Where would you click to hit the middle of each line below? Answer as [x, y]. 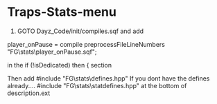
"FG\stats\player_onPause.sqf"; [52, 52]
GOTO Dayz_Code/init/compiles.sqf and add [80, 31]
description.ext [29, 93]
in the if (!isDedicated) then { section [60, 65]
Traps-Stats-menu [62, 12]
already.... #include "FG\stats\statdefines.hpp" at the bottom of [97, 85]
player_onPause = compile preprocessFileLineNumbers [86, 44]
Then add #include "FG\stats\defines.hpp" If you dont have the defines [108, 78]
